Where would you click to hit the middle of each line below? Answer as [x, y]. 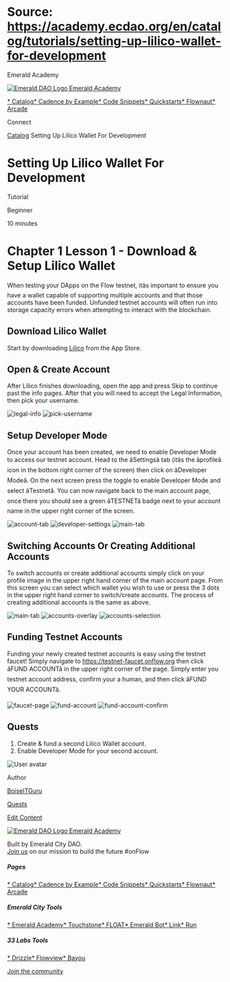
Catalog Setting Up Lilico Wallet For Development [77, 135]
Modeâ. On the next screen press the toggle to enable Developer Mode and [114, 480]
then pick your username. [44, 401]
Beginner [20, 210]
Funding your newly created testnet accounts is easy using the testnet [106, 654]
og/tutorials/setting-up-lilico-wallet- [114, 41]
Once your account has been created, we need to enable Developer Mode [112, 452]
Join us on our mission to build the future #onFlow [78, 851]
